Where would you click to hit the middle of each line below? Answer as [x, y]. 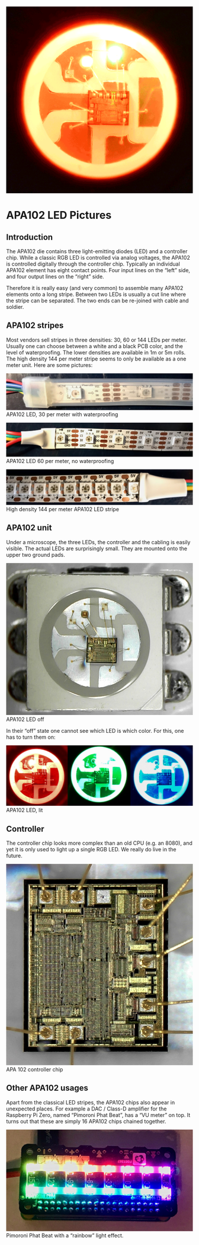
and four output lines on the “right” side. [55, 277]
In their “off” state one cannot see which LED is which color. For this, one [95, 730]
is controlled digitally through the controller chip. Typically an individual [93, 264]
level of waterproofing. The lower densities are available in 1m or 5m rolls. [96, 352]
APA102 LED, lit [25, 810]
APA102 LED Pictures [59, 216]
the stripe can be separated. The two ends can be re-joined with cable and [97, 301]
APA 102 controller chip [35, 1069]
